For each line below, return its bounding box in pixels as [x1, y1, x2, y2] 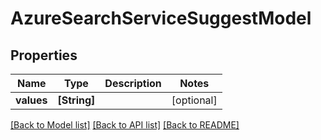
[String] [57, 93, 96, 107]
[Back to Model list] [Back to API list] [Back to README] [10, 119, 240, 131]
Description [104, 77, 162, 90]
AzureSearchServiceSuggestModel [10, 7, 312, 30]
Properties [10, 47, 78, 64]
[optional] [171, 93, 218, 107]
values [15, 93, 48, 107]
